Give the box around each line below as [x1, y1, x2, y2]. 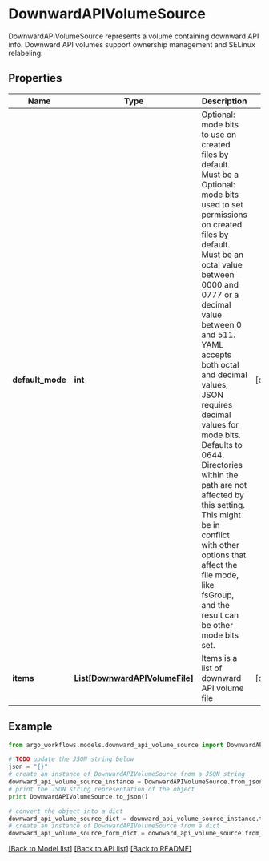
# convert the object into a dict [8, 807, 124, 815]
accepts [201, 349, 232, 360]
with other [201, 539, 240, 550]
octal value [201, 259, 243, 270]
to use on [201, 129, 237, 140]
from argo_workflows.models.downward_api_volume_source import [8, 741, 224, 749]
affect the [201, 559, 238, 570]
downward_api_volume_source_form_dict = [8, 830, 146, 838]
